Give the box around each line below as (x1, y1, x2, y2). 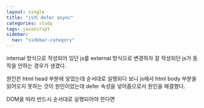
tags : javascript (6, 25, 51, 32)
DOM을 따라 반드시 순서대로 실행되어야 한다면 (6, 95, 115, 103)
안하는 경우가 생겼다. (17, 62, 67, 69)
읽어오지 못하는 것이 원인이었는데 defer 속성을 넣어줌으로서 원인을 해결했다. (6, 83, 186, 90)
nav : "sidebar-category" (12, 37, 75, 43)
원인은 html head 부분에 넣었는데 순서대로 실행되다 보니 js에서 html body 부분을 (6, 75, 197, 82)
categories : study (6, 20, 53, 26)
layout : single (6, 8, 45, 15)
